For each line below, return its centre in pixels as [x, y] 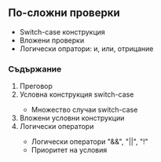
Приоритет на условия [69, 150]
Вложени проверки [52, 40]
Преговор [36, 87]
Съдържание [35, 68]
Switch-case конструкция [62, 31]
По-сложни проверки [64, 13]
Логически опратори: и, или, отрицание [86, 48]
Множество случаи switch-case [84, 110]
